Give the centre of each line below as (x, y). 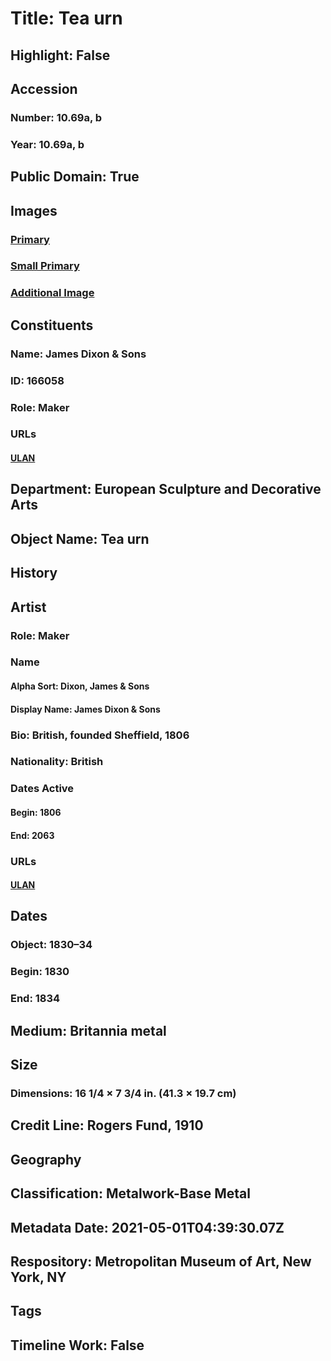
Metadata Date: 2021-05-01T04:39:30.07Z (147, 1227)
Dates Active (42, 789)
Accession (44, 88)
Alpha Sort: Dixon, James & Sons (80, 686)
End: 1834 (35, 999)
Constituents (52, 325)
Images (34, 210)
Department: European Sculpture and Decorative (166, 489)
